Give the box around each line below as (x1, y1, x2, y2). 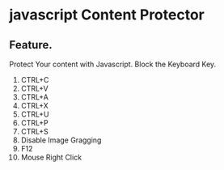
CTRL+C (20, 75, 49, 84)
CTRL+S (20, 127, 49, 136)
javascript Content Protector (9, 6, 205, 24)
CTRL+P (20, 118, 49, 127)
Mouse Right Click (20, 152, 82, 162)
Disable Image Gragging (20, 135, 102, 145)
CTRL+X (20, 101, 49, 110)
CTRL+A (20, 92, 49, 102)
